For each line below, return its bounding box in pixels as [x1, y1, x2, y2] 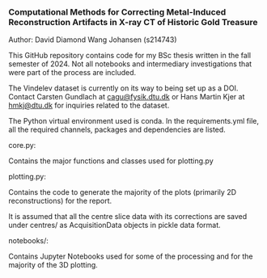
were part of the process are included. [8, 68, 137, 78]
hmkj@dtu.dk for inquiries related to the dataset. [8, 100, 170, 111]
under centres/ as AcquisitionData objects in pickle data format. [8, 221, 221, 230]
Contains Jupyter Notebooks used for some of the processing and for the [8, 251, 253, 261]
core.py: [8, 141, 36, 150]
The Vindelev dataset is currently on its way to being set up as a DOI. [8, 83, 239, 93]
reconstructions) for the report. [8, 196, 112, 206]
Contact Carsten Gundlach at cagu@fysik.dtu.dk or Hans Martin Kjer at [8, 92, 245, 102]
